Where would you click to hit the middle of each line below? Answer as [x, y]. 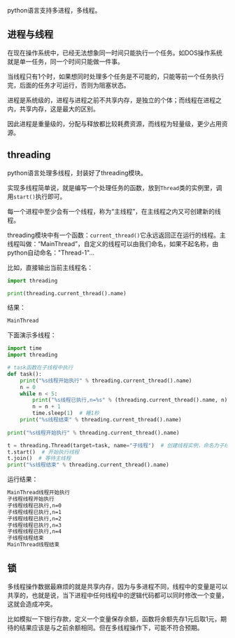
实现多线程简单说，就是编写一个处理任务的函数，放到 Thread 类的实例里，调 [115, 187]
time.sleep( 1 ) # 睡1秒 [66, 413]
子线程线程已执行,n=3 [34, 525]
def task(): [24, 374]
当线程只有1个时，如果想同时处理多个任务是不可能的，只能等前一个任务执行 [116, 76]
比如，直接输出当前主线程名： [50, 267]
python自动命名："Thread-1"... [51, 252]
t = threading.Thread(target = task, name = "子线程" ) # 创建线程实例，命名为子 [116, 445]
